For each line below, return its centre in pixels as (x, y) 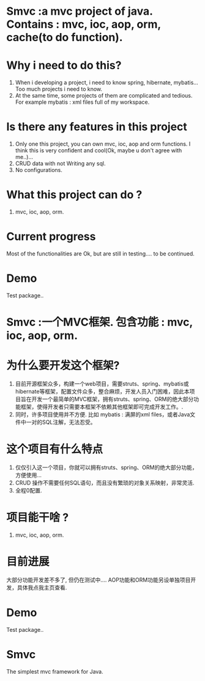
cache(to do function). (65, 37)
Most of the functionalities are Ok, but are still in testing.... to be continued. (100, 254)
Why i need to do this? (64, 65)
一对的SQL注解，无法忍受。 (61, 422)
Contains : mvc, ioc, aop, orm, (84, 24)
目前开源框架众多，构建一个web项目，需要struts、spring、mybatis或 (102, 384)
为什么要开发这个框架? (63, 366)
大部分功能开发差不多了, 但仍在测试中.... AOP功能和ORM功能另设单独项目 (99, 580)
